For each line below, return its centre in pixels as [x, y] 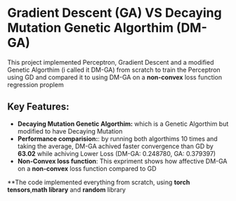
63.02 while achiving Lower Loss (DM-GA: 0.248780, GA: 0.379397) [117, 153]
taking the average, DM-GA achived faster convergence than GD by [116, 146]
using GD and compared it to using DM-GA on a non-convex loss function [115, 77]
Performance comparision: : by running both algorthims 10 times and [117, 138]
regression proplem [36, 84]
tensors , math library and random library [67, 189]
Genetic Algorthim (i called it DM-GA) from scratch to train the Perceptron [114, 70]
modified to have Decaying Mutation [70, 131]
